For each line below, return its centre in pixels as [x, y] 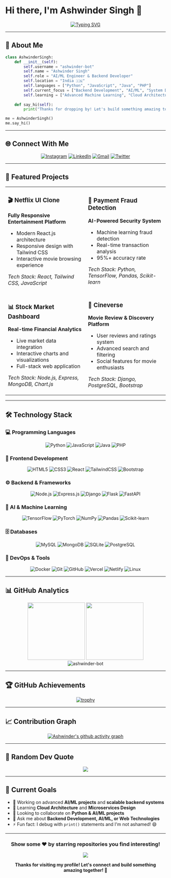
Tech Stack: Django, [112, 379]
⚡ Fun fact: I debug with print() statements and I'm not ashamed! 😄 [84, 824]
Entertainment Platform [37, 221]
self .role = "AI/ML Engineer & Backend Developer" [78, 76]
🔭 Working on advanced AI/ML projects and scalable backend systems [88, 802]
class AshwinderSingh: [29, 57]
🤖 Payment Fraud [113, 200]
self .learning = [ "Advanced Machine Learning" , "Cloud [83, 95]
